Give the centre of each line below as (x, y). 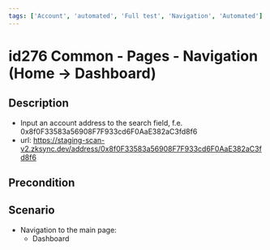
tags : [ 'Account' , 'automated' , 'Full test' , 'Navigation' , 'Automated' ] (136, 16)
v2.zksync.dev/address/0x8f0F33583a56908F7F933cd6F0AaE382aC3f (141, 149)
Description (39, 103)
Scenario (32, 211)
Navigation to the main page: (69, 230)
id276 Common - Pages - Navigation (133, 56)
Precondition (42, 183)
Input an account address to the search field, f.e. (101, 123)
